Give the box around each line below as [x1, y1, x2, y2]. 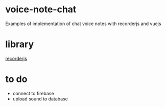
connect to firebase [12, 90, 55, 96]
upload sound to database [12, 96, 68, 102]
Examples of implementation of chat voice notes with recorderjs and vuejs [5, 20, 161, 27]
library [5, 38, 34, 50]
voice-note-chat [5, 4, 77, 15]
